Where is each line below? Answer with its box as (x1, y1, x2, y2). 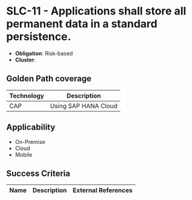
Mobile (14, 151, 33, 158)
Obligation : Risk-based (14, 49, 74, 57)
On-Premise (14, 138, 45, 145)
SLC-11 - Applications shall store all (6, 4, 187, 18)
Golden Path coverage (6, 73, 92, 84)
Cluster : (14, 56, 36, 63)
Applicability (6, 122, 56, 133)
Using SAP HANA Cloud (50, 101, 118, 110)
